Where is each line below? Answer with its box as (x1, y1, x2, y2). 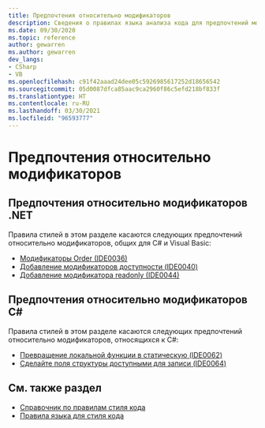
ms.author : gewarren (8, 48, 77, 56)
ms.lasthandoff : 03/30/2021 (8, 107, 101, 115)
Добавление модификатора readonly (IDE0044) (19, 270, 180, 280)
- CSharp (8, 63, 37, 71)
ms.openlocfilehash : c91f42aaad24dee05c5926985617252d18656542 (8, 77, 221, 85)
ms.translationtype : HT (8, 92, 87, 100)
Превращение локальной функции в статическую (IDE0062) (19, 350, 223, 359)
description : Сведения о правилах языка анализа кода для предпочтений (8, 19, 248, 27)
